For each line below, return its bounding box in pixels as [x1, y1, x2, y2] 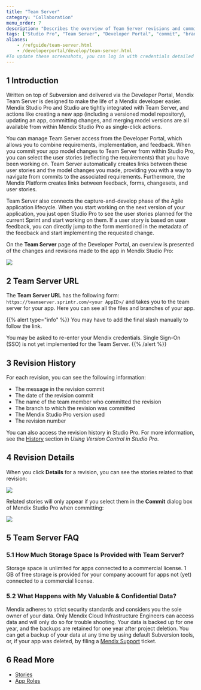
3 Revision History [6, 358, 76, 368]
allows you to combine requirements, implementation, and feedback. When [6, 141, 191, 149]
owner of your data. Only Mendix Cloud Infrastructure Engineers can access [6, 612, 194, 619]
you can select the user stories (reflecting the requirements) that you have [6, 154, 190, 161]
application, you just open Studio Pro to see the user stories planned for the [6, 210, 193, 218]
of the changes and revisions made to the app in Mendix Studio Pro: [6, 247, 173, 255]
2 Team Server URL [6, 276, 80, 286]
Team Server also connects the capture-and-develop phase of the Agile [6, 197, 184, 204]
